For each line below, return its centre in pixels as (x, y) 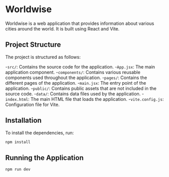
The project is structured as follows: (43, 57)
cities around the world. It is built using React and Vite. (62, 28)
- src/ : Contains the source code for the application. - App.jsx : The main (80, 66)
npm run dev (18, 169)
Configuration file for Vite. (33, 104)
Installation (23, 120)
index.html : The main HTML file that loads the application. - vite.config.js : (84, 99)
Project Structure (33, 45)
